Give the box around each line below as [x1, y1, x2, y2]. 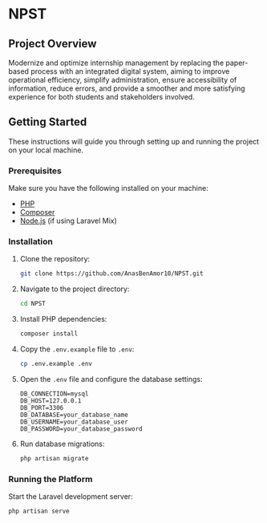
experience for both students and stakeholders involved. [8, 92, 195, 101]
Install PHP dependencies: [19, 314, 107, 324]
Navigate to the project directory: [19, 284, 130, 294]
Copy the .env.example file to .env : [19, 344, 135, 354]
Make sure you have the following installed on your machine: [8, 184, 208, 193]
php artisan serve [8, 507, 70, 516]
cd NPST [19, 300, 46, 308]
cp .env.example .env [19, 360, 92, 368]
